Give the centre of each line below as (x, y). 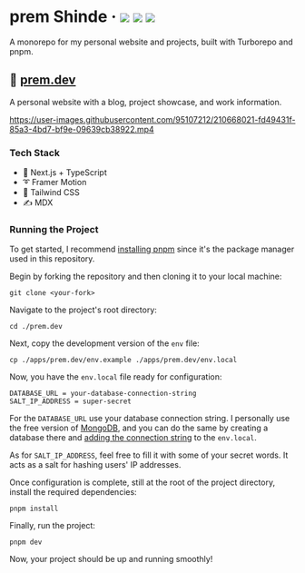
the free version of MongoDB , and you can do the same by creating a (139, 428)
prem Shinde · (63, 17)
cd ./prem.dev (36, 327)
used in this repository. (52, 259)
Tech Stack (35, 153)
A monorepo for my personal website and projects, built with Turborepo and (151, 42)
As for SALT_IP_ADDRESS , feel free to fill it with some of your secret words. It (149, 455)
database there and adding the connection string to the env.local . (133, 438)
